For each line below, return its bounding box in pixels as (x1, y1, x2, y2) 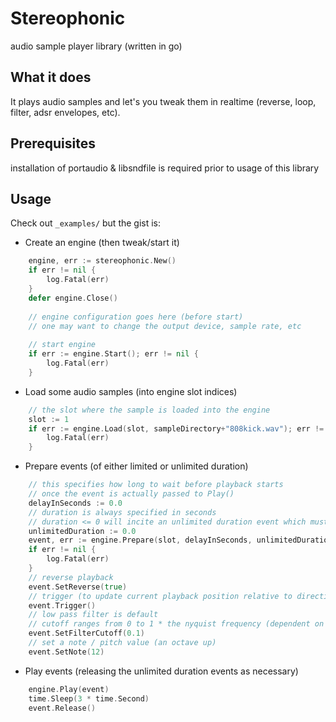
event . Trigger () (28, 600, 97, 611)
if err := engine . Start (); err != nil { (28, 349, 199, 359)
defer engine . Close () (28, 293, 118, 303)
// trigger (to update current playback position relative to (28, 591, 293, 601)
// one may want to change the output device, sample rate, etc (28, 321, 302, 331)
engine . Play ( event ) (28, 684, 110, 694)
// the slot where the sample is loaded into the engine (28, 405, 271, 415)
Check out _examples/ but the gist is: (10, 217, 162, 229)
